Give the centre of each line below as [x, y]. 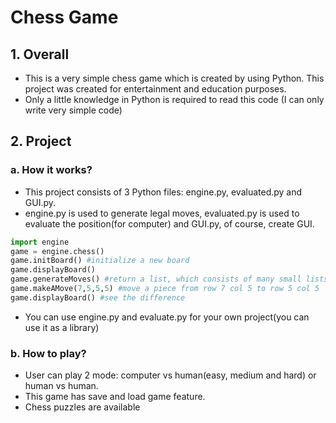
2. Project [41, 141]
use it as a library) [62, 327]
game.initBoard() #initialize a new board [100, 261]
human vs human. [61, 386]
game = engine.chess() [57, 251]
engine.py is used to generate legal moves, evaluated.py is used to [162, 213]
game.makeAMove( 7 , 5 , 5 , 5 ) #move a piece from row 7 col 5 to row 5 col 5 [165, 289]
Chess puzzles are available [82, 407]
